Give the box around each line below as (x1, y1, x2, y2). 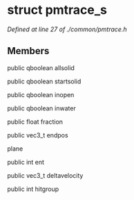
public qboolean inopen (7, 90, 75, 99)
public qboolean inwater (7, 103, 76, 112)
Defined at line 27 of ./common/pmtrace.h (7, 25, 127, 33)
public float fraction (7, 117, 64, 126)
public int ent (7, 158, 45, 166)
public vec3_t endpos (7, 131, 68, 139)
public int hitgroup (7, 185, 59, 193)
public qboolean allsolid (7, 63, 75, 72)
